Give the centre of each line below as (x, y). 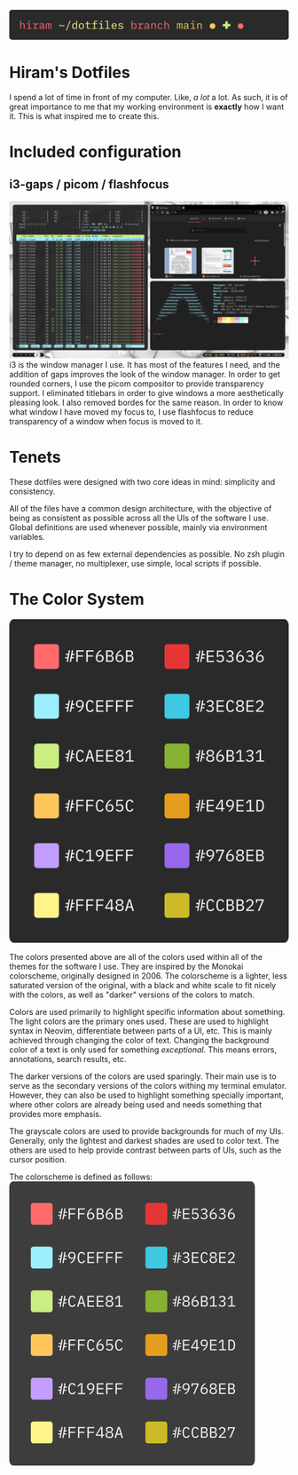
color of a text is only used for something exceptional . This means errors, (143, 1050)
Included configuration (95, 151)
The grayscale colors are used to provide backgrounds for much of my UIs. (146, 1131)
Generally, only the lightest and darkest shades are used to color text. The (144, 1140)
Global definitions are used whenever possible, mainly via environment (138, 527)
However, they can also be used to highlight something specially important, (146, 1095)
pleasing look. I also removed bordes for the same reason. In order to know (146, 403)
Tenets (35, 457)
